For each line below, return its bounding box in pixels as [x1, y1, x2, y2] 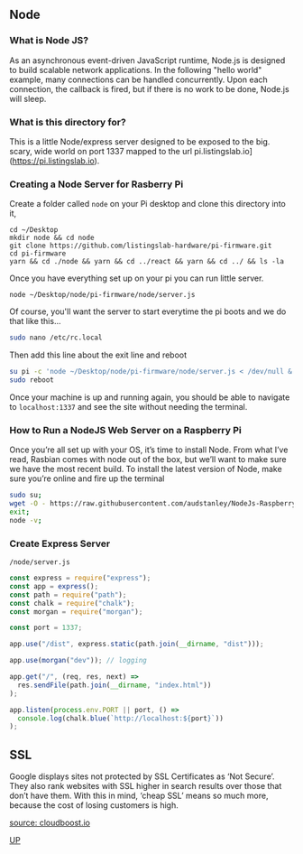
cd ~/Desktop [9, 226, 59, 235]
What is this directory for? [9, 116, 126, 128]
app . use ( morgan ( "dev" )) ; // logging [9, 656, 147, 665]
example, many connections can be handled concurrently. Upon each [9, 74, 268, 85]
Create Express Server [9, 537, 111, 550]
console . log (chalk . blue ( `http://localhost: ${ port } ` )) [17, 713, 224, 723]
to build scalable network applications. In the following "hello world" [9, 64, 262, 75]
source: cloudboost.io [9, 817, 91, 829]
